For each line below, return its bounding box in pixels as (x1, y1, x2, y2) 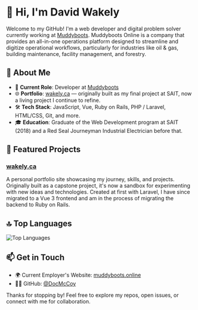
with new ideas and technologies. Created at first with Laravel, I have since (6, 188, 190, 196)
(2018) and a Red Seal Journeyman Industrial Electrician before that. (14, 127, 183, 134)
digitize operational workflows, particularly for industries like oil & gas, (6, 44, 179, 51)
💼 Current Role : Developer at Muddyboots (14, 83, 119, 91)
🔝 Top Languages (6, 218, 73, 228)
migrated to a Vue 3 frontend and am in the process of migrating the (6, 195, 174, 202)
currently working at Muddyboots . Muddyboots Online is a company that (6, 31, 185, 38)
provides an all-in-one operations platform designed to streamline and (6, 38, 179, 45)
